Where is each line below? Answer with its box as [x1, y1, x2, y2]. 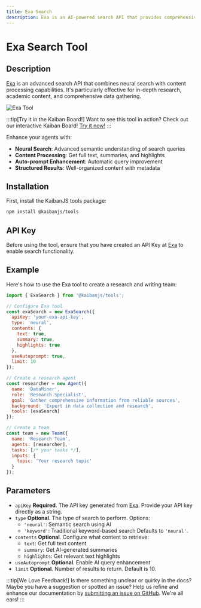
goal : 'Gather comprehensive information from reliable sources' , [11, 397, 181, 404]
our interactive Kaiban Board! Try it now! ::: [6, 122, 112, 129]
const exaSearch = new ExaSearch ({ [6, 308, 95, 314]
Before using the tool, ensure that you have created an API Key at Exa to [6, 242, 184, 248]
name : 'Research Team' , [11, 436, 71, 442]
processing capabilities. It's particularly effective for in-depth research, [6, 86, 182, 93]
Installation [6, 181, 49, 191]
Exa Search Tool [6, 40, 88, 54]
